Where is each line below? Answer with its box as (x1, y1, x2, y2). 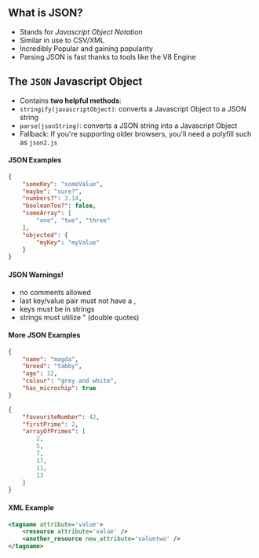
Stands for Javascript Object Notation (19, 27, 143, 36)
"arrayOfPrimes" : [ (22, 428, 86, 436)
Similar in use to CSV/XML (19, 35, 104, 45)
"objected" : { (22, 231, 68, 239)
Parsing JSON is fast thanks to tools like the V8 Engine (19, 52, 196, 61)
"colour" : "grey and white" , (22, 377, 118, 385)
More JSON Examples (8, 330, 81, 340)
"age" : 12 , (22, 370, 58, 377)
